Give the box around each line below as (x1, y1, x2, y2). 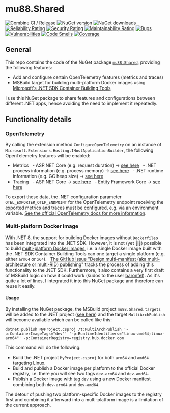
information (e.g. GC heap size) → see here (12, 173, 104, 180)
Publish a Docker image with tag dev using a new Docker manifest (12, 376, 151, 382)
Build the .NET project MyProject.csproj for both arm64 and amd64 (12, 354, 149, 360)
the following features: (5, 64, 52, 70)
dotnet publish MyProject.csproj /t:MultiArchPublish (5, 327, 122, 332)
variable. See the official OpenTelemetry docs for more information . (5, 210, 147, 216)
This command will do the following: (5, 344, 81, 350)
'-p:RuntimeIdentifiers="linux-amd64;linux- (69, 331, 165, 336)
